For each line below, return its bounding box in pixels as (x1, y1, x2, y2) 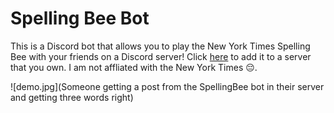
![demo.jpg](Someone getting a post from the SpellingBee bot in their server (10, 80, 325, 92)
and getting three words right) (10, 91, 134, 103)
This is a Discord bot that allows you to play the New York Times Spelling (10, 40, 311, 52)
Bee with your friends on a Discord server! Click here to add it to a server (10, 50, 312, 62)
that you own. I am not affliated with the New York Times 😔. (10, 61, 258, 73)
